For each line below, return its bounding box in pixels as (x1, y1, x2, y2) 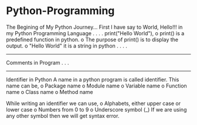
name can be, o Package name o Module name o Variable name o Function (6, 82, 188, 89)
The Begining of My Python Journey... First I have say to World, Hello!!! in (6, 23, 183, 31)
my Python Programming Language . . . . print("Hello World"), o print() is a (6, 29, 185, 36)
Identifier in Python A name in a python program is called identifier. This (6, 76, 179, 83)
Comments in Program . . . (6, 59, 69, 66)
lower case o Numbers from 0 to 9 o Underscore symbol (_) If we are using (6, 106, 187, 113)
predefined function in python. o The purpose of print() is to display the (6, 36, 179, 43)
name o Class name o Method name (6, 88, 93, 95)
